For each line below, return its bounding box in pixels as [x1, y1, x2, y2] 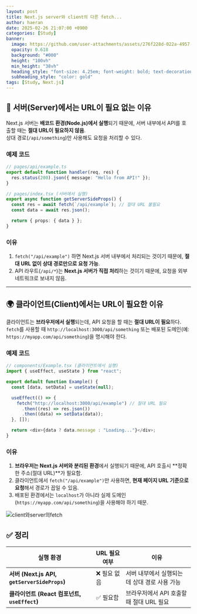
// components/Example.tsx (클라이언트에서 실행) [6, 363, 119, 369]
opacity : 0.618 [11, 47, 49, 53]
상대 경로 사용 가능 [133, 578, 181, 586]
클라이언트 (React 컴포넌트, [9, 590, 81, 598]
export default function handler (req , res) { [6, 169, 119, 175]
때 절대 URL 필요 [125, 598, 169, 606]
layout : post [6, 8, 38, 15]
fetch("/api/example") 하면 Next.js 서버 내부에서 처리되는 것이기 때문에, [14, 253, 184, 260]
